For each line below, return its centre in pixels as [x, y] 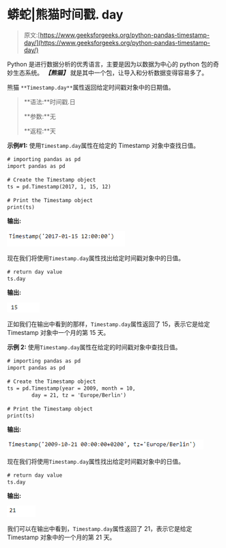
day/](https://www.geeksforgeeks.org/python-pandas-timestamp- [117, 42]
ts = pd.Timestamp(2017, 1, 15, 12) [59, 186]
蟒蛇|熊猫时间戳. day [65, 15]
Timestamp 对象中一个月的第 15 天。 [58, 332]
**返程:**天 [40, 131]
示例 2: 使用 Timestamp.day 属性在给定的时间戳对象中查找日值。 [94, 347]
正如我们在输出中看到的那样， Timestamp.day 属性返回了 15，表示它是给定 [109, 324]
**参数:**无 [40, 116]
